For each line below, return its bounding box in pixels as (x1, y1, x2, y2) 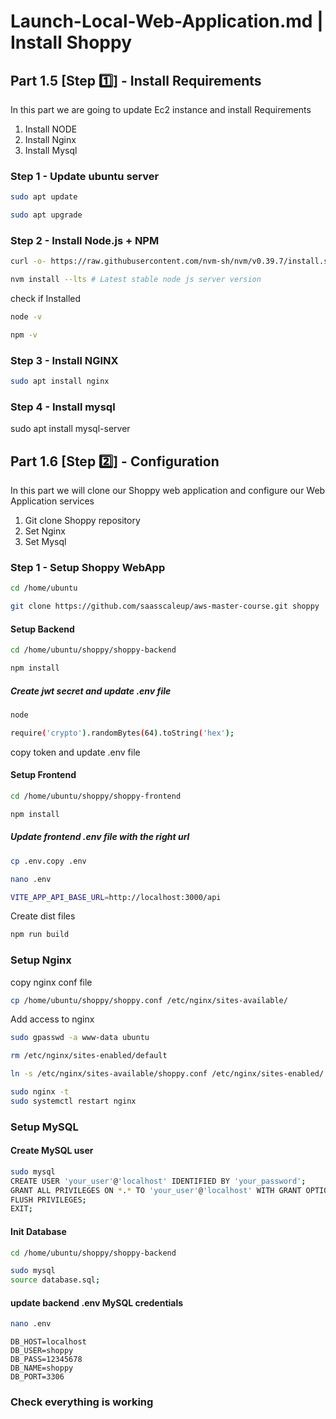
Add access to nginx (10, 1013, 95, 1025)
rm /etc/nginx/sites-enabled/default (10, 1051, 168, 1061)
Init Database (10, 1225, 67, 1237)
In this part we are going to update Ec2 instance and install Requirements (10, 104, 312, 115)
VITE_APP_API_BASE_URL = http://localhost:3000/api (10, 892, 222, 902)
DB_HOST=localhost (10, 1337, 87, 1347)
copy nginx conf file (10, 976, 93, 988)
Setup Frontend (10, 769, 77, 781)
